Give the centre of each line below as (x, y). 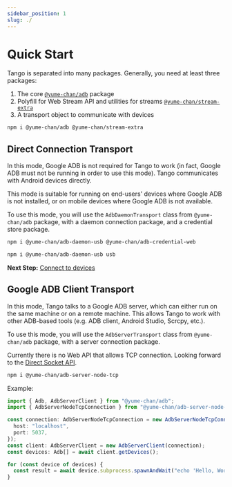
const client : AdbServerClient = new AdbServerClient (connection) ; (106, 445)
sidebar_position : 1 (37, 13)
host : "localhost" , (41, 426)
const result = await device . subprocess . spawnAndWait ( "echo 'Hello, (114, 471)
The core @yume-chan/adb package (66, 94)
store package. (29, 230)
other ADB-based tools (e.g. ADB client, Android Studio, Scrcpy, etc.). (106, 321)
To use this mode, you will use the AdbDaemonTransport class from (100, 214)
